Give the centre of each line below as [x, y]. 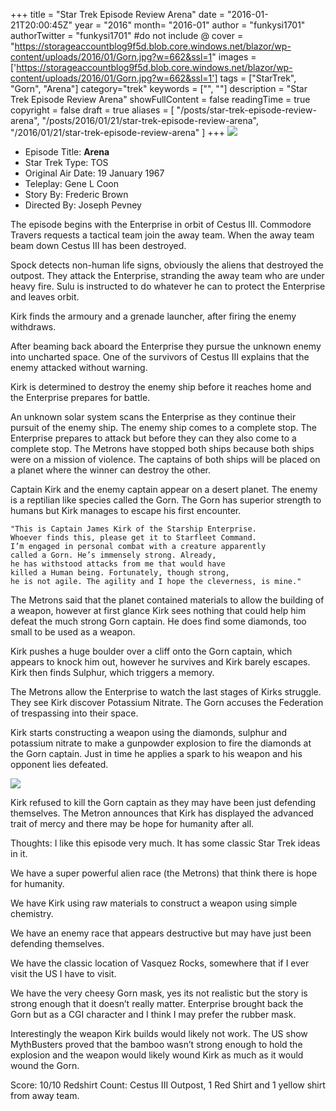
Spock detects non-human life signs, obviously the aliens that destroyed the [167, 265]
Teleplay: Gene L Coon [72, 183]
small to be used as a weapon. [73, 632]
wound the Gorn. [45, 1065]
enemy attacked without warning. [79, 367]
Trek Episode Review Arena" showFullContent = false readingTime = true [160, 99]
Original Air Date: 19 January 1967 [94, 173]
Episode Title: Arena [67, 152]
